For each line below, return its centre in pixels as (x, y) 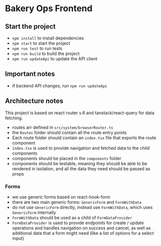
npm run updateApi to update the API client (55, 59)
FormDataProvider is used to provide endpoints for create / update (78, 223)
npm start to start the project (41, 43)
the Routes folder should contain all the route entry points (69, 132)
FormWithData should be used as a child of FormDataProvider (72, 217)
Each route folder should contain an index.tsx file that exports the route (84, 138)
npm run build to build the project (46, 53)
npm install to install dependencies (48, 38)
